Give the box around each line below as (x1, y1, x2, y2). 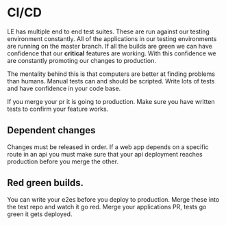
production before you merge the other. (7, 157, 118, 166)
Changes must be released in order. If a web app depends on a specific (7, 142, 209, 151)
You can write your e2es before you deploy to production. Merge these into (7, 195, 220, 203)
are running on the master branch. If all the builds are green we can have (7, 42, 212, 50)
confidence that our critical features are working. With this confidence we (7, 49, 216, 57)
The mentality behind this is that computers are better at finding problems (7, 70, 216, 78)
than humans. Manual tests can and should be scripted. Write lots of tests (7, 77, 215, 85)
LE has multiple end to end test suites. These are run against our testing (7, 27, 210, 36)
